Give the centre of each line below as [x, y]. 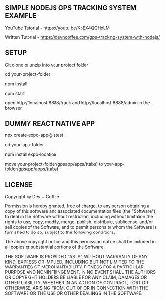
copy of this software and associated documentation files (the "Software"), [81, 211]
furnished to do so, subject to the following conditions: [60, 232]
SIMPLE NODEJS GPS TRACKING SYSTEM [71, 8]
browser [14, 108]
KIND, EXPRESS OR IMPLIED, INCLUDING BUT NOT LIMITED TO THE [75, 262]
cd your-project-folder [28, 74]
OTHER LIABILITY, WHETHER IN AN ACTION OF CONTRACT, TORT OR [77, 283]
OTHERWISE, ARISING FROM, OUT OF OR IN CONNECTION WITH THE [77, 288]
